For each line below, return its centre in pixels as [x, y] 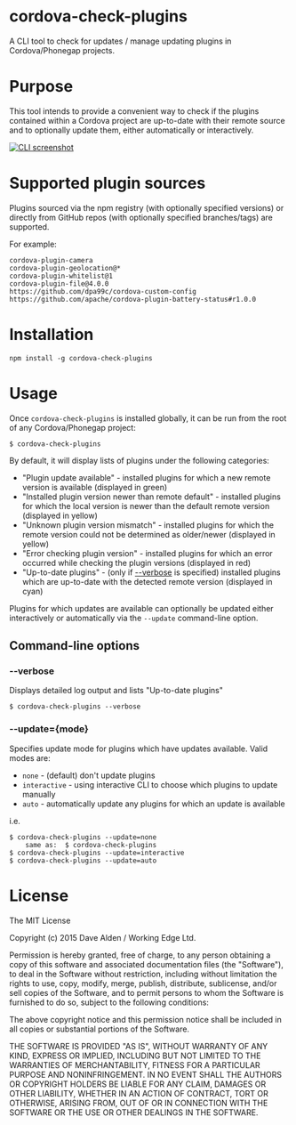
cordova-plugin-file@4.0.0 [59, 283]
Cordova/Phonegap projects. [62, 50]
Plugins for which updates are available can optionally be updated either [141, 608]
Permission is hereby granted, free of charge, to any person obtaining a [140, 955]
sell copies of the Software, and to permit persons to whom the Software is [147, 992]
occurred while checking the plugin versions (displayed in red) [136, 562]
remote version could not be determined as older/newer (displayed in [148, 534]
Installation [52, 335]
